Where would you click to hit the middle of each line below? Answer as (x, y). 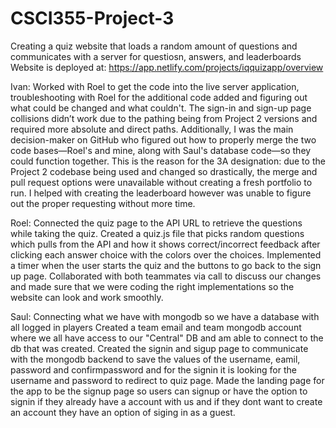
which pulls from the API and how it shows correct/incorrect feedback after (165, 244)
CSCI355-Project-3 (92, 18)
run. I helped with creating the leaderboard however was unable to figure (161, 193)
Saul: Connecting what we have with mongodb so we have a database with (165, 316)
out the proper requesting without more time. (103, 203)
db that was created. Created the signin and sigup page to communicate (159, 348)
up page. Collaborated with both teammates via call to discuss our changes (166, 276)
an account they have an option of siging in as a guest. (123, 412)
